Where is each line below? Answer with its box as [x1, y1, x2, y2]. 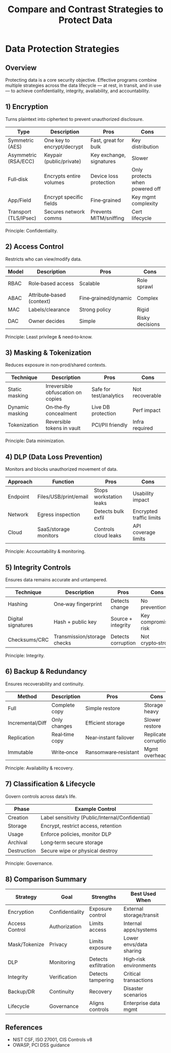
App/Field [8, 196, 32, 203]
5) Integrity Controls [5, 563, 71, 572]
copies [45, 395, 62, 402]
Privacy [49, 941, 68, 948]
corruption [110, 639, 136, 647]
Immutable [8, 749, 34, 756]
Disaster [123, 985, 144, 992]
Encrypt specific [44, 193, 83, 200]
